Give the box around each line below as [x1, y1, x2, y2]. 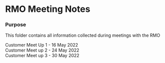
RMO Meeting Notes [5, 3, 91, 15]
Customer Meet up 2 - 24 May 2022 [5, 47, 80, 53]
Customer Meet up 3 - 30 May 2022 [5, 53, 80, 59]
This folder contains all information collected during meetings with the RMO [5, 32, 161, 38]
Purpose [5, 21, 26, 28]
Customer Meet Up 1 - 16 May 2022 [5, 42, 78, 48]
